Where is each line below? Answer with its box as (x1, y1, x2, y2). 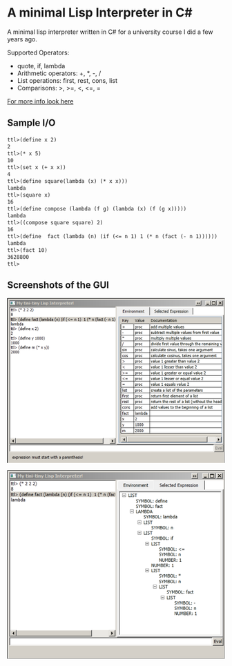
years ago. (7, 35, 38, 43)
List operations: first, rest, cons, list (17, 76, 117, 84)
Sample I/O (7, 117, 56, 129)
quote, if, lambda (17, 61, 66, 70)
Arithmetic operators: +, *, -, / (17, 69, 101, 77)
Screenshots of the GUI (7, 280, 109, 291)
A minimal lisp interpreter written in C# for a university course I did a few (7, 28, 213, 36)
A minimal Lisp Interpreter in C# (7, 5, 193, 21)
